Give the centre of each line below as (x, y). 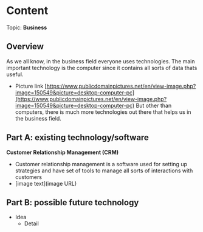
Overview (25, 47)
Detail (32, 223)
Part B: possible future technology (73, 202)
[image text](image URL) (46, 183)
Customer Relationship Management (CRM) (63, 152)
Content (27, 11)
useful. (15, 74)
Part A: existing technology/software (77, 138)
